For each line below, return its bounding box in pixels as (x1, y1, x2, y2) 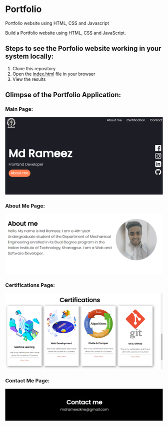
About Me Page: (5, 202, 45, 209)
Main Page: (5, 106, 33, 113)
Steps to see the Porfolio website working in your (5, 44, 161, 53)
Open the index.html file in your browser (12, 71, 95, 77)
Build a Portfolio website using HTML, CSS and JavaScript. (5, 30, 126, 36)
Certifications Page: (5, 282, 55, 289)
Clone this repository (12, 65, 56, 71)
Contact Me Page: (5, 377, 50, 384)
